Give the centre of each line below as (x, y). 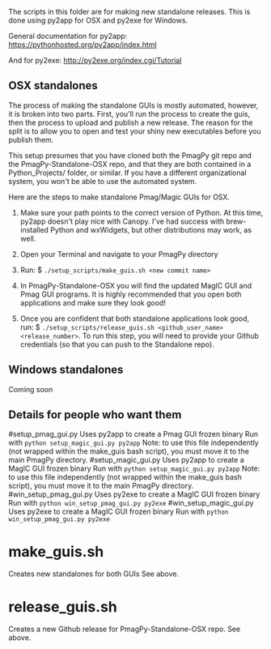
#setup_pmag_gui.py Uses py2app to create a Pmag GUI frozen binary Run (133, 434)
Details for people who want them (95, 415)
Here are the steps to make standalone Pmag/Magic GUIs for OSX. (119, 197)
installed (34, 229)
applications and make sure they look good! (93, 302)
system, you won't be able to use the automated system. (103, 181)
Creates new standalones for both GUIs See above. (94, 574)
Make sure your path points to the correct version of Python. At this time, (142, 212)
